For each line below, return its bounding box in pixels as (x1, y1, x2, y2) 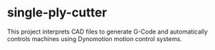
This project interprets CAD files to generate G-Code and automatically (7, 27, 208, 36)
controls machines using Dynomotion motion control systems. (7, 34, 182, 42)
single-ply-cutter (7, 5, 108, 21)
